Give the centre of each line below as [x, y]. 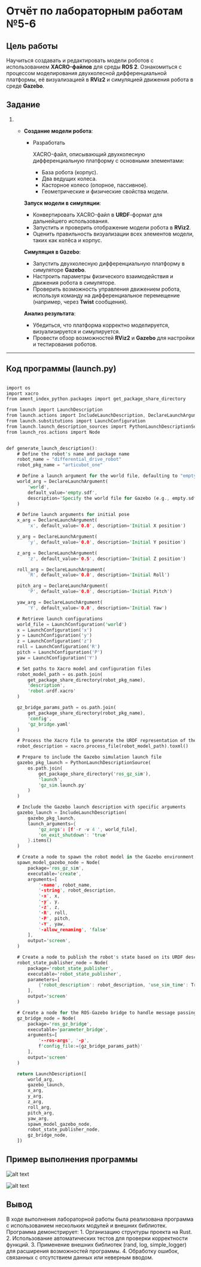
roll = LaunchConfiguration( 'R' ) [59, 647]
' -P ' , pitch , [54, 918]
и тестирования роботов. [65, 344]
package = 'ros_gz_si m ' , [56, 868]
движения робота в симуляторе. [74, 282]
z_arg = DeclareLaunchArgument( [57, 553]
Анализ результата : [50, 313]
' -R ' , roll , [53, 913]
